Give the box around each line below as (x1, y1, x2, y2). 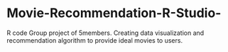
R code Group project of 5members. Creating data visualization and (6, 28, 205, 37)
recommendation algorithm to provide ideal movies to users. (6, 36, 183, 44)
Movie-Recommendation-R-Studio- (6, 5, 222, 21)
